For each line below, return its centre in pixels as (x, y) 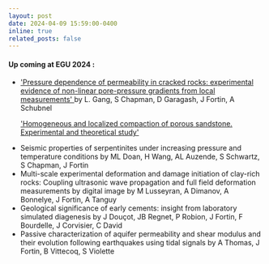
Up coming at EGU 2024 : (52, 64)
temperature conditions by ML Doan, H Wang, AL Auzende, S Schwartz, (140, 157)
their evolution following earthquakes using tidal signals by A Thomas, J (140, 243)
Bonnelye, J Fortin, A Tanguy (68, 200)
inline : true (30, 31)
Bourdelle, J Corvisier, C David (71, 226)
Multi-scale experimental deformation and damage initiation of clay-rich (140, 174)
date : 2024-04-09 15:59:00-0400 (63, 23)
